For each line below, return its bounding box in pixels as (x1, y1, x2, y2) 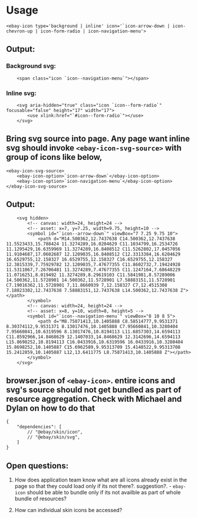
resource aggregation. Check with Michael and (6, 394, 182, 404)
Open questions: (6, 461, 69, 471)
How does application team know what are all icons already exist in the (14, 476, 188, 484)
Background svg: (6, 62, 56, 70)
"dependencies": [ (17, 424, 62, 430)
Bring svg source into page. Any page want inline (6, 134, 191, 144)
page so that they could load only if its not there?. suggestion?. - (14, 483, 172, 490)
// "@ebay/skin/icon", (27, 429, 83, 435)
